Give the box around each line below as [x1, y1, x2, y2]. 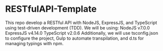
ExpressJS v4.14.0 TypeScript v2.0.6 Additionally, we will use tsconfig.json [5, 30, 159, 36]
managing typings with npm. [5, 40, 64, 46]
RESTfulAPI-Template [5, 3, 97, 15]
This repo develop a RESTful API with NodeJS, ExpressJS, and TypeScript [5, 20, 158, 25]
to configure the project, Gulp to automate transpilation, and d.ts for [5, 35, 144, 41]
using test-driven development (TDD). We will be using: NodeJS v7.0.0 [5, 25, 150, 30]
